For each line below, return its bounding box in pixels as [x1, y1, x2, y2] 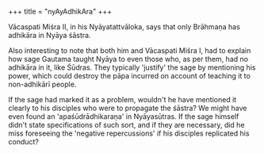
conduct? [8, 137, 40, 146]
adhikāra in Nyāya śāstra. [8, 31, 91, 40]
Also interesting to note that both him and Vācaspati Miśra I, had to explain [8, 46, 251, 55]
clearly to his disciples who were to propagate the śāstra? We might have [8, 103, 247, 113]
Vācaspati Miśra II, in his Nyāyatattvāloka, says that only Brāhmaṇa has [8, 22, 240, 31]
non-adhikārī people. [8, 79, 77, 89]
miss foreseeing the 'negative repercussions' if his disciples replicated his [8, 128, 250, 138]
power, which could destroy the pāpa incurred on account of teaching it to [8, 71, 251, 80]
